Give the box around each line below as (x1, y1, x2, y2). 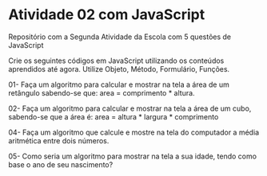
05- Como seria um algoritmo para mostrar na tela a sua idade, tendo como (8, 151, 257, 161)
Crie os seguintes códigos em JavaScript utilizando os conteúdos (8, 56, 225, 65)
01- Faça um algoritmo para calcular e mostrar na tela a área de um (8, 80, 230, 89)
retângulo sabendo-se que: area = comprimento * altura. (8, 88, 195, 97)
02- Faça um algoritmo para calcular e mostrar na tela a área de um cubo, (8, 104, 252, 113)
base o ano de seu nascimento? (8, 159, 114, 169)
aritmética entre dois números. (8, 135, 110, 145)
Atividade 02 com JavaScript (8, 6, 205, 24)
